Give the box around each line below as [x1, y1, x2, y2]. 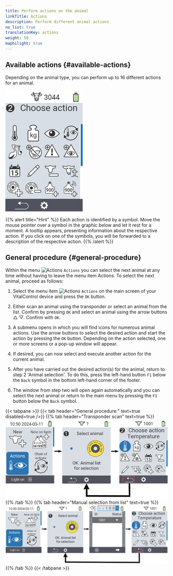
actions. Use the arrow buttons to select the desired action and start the [12, 329, 166, 336]
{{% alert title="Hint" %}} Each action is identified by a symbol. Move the [5, 216, 161, 222]
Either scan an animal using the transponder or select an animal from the [12, 303, 167, 309]
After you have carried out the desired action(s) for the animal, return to [12, 366, 165, 372]
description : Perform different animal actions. [5, 19, 112, 24]
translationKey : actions [5, 30, 59, 36]
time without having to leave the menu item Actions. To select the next [5, 272, 154, 278]
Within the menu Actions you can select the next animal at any [5, 267, 160, 273]
